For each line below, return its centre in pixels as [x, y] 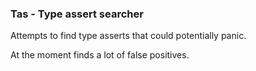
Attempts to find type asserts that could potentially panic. [128, 36]
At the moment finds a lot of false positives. [100, 55]
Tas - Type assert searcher [77, 14]
